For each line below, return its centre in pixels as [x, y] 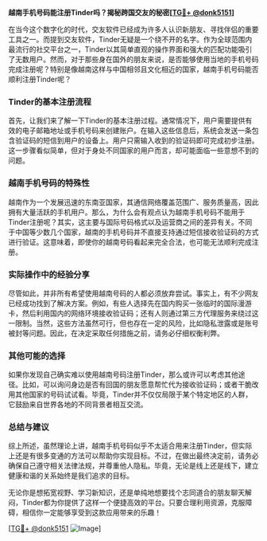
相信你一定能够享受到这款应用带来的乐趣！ [91, 512]
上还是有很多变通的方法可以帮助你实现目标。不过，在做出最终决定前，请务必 [133, 456]
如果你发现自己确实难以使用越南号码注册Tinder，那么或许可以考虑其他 [123, 374]
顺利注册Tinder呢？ [40, 79]
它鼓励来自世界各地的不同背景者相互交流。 [78, 405]
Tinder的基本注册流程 [50, 101]
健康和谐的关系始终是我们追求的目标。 [71, 476]
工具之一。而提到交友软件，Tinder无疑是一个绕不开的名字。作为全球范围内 [130, 39]
